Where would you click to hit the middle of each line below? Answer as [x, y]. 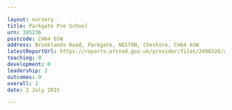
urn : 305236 [24, 32]
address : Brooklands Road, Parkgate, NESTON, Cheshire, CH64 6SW [103, 45]
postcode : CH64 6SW [35, 38]
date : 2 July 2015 [33, 90]
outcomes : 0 [24, 77]
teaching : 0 [24, 58]
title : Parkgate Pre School [48, 26]
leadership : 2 [28, 70]
